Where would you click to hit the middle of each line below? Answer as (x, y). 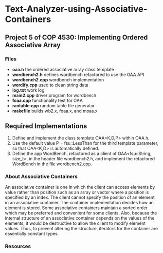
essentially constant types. (32, 234)
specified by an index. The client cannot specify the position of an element (80, 197)
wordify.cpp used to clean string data (50, 85)
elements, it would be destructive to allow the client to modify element (75, 223)
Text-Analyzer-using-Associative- (76, 9)
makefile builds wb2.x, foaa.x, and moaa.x (55, 111)
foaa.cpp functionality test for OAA (47, 100)
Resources (18, 246)
